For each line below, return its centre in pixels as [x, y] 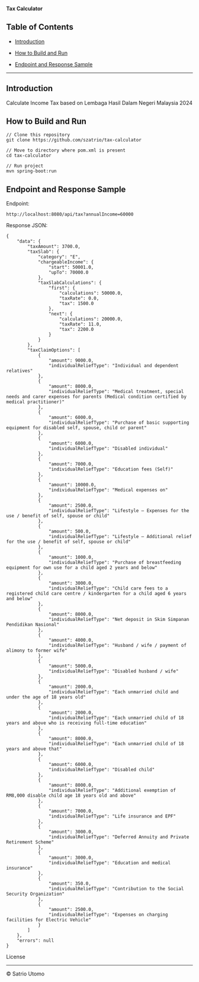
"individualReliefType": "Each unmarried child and [113, 692]
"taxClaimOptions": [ [54, 350]
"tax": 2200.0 [76, 330]
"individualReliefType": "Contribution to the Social [116, 889]
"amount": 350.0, [70, 884]
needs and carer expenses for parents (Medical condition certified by [96, 397]
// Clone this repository [38, 135]
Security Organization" [36, 894]
